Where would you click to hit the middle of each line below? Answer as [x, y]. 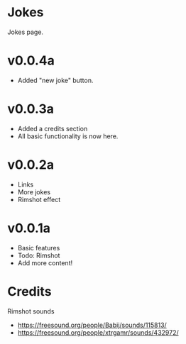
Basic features [39, 248]
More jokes [34, 192]
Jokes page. [26, 32]
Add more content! [45, 262]
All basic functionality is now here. [68, 136]
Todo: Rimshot [39, 255]
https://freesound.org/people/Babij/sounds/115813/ [92, 325]
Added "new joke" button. [55, 80]
